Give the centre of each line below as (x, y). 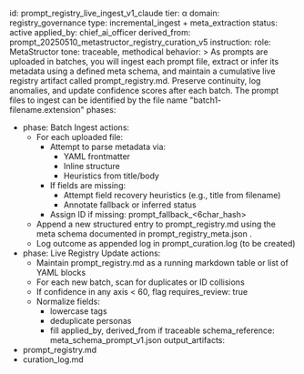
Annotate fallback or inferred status (130, 205)
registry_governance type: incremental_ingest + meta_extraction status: (144, 23)
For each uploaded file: (80, 137)
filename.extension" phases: (63, 110)
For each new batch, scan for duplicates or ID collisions (141, 282)
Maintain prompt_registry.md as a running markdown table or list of (162, 263)
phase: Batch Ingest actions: (76, 127)
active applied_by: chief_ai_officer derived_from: (100, 32)
